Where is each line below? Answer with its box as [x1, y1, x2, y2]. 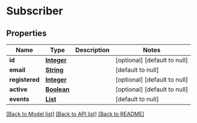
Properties [6, 28, 47, 38]
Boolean [45, 85, 70, 94]
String [45, 66, 64, 74]
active [9, 85, 28, 94]
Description [75, 46, 110, 54]
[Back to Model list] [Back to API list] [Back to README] [6, 110, 145, 118]
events [9, 95, 30, 103]
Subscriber [6, 4, 63, 18]
